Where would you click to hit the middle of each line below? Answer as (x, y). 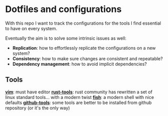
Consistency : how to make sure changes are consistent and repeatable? (88, 58)
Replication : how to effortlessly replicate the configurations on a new (84, 48)
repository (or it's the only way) (38, 108)
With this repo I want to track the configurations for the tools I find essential (83, 23)
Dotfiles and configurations (63, 9)
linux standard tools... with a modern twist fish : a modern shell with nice (80, 97)
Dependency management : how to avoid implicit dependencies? (79, 64)
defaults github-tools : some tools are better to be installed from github (78, 102)
